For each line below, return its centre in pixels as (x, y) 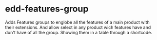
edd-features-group (47, 9)
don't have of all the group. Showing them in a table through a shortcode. (79, 32)
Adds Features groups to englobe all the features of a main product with (77, 22)
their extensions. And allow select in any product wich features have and (78, 27)
